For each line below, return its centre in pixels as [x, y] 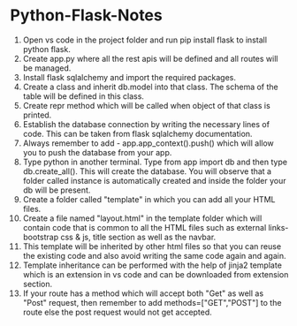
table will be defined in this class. [84, 96]
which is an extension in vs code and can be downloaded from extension [156, 274]
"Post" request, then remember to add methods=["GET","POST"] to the [152, 302]
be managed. [47, 68]
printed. [37, 115]
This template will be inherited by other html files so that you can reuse [152, 246]
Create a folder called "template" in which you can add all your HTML [149, 199]
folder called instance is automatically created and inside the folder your [154, 180]
